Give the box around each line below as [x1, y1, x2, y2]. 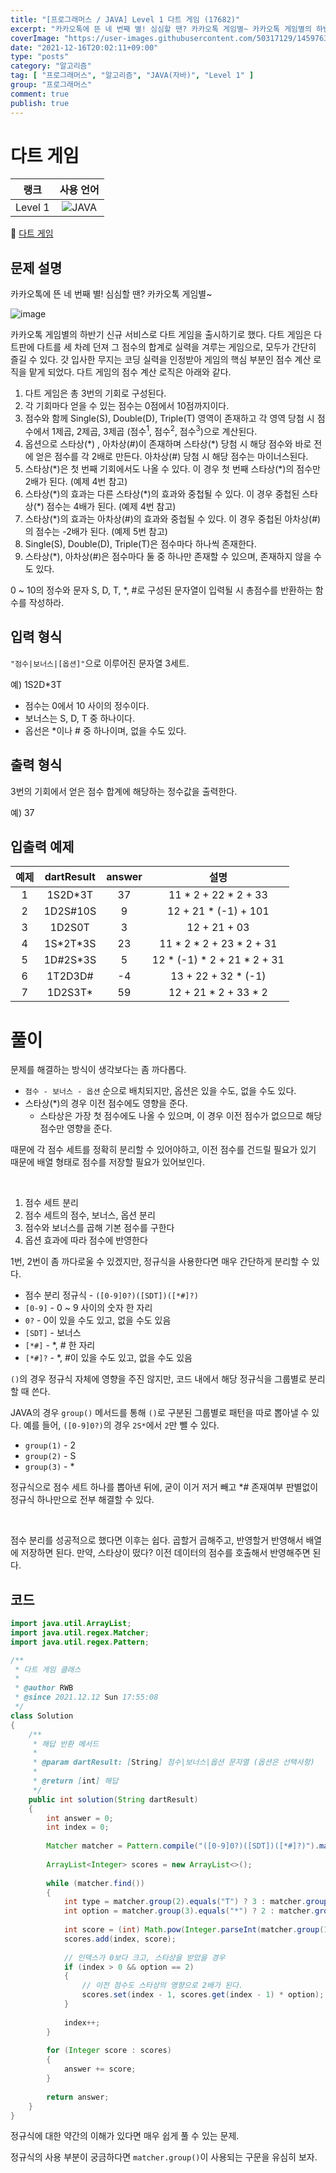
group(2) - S [24, 1450, 77, 1462]
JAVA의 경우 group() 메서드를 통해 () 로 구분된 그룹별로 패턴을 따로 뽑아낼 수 [10, 1407, 310, 1419]
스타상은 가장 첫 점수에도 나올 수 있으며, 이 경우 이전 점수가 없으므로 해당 [39, 1110, 323, 1122]
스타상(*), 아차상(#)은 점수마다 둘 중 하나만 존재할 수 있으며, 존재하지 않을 [24, 550, 312, 562]
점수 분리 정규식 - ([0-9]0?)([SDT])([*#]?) [24, 1289, 199, 1301]
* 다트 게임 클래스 [14, 1664, 82, 1675]
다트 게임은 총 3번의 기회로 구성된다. [24, 387, 167, 400]
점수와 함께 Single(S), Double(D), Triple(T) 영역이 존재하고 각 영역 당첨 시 [24, 412, 315, 425]
